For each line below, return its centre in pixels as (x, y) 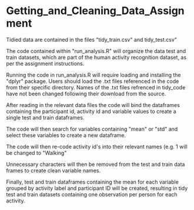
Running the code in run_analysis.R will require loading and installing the (93, 75)
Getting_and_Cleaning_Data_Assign (96, 11)
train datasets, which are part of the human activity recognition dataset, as (96, 57)
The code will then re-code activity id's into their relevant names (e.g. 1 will (97, 146)
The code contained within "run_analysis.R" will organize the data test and (96, 51)
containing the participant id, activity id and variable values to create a (91, 111)
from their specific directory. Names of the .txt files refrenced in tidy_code (96, 87)
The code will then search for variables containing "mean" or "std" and (92, 129)
